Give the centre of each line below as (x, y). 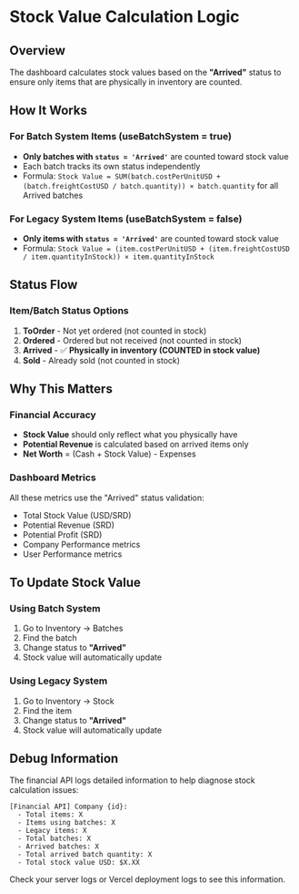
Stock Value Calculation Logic (125, 17)
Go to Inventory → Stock (69, 701)
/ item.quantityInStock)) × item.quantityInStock (119, 257)
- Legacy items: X (53, 831)
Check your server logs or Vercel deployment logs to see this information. (148, 879)
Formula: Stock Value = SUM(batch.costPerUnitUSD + (121, 176)
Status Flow (44, 285)
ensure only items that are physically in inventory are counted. (126, 82)
